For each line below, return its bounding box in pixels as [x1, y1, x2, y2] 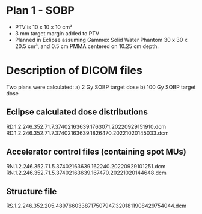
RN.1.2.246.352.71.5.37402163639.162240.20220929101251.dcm [6, 162, 166, 170]
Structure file [6, 186, 57, 197]
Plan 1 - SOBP [6, 4, 75, 17]
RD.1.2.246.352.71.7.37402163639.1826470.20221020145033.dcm [6, 129, 170, 137]
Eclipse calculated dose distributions [6, 107, 148, 117]
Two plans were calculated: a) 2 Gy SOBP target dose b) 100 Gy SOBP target [6, 83, 196, 91]
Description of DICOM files [6, 64, 142, 77]
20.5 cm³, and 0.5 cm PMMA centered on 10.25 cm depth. [14, 43, 159, 50]
